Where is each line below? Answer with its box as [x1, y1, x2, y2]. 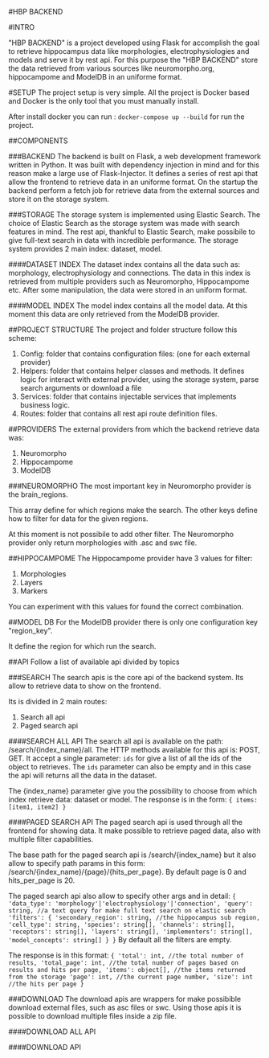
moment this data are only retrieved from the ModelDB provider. [8, 310, 220, 318]
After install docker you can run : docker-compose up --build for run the [8, 112, 245, 121]
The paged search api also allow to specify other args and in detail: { [8, 892, 237, 900]
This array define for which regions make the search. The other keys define [8, 506, 259, 515]
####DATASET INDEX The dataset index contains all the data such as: [8, 260, 241, 269]
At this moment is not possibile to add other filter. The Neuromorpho [8, 530, 234, 539]
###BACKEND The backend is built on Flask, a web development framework [8, 152, 261, 161]
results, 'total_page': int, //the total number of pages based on [8, 959, 239, 967]
